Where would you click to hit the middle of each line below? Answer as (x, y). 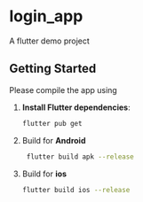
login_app (46, 16)
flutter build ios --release (76, 190)
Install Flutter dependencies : (76, 107)
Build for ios (44, 174)
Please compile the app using (63, 89)
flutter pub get (52, 123)
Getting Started (53, 69)
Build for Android (54, 140)
